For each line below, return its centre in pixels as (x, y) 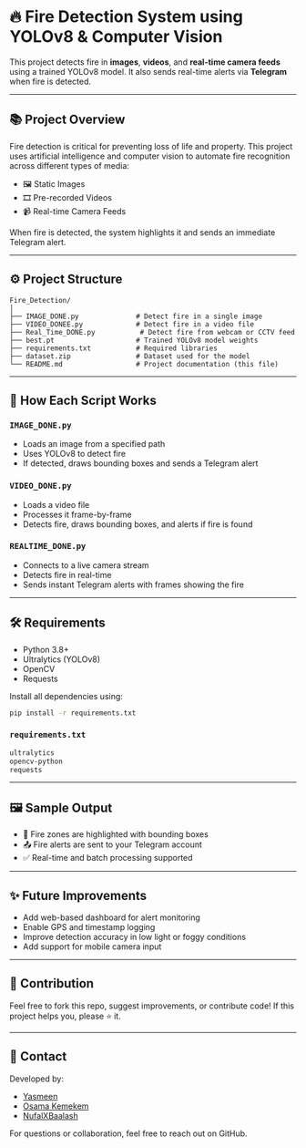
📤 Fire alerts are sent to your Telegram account (112, 844)
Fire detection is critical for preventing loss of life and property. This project (151, 146)
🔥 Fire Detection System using (126, 17)
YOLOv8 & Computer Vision (116, 37)
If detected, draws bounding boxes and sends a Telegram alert (140, 463)
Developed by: (36, 1079)
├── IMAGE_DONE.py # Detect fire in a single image (136, 316)
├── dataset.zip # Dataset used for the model (130, 356)
